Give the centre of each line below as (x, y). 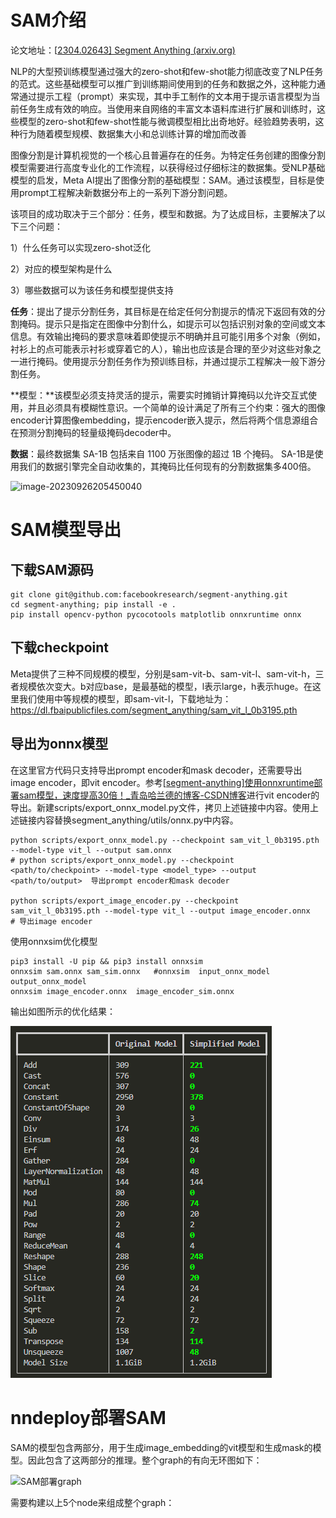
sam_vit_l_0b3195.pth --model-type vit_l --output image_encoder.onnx (160, 911)
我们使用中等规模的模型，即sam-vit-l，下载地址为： (125, 698)
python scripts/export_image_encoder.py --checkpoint (125, 901)
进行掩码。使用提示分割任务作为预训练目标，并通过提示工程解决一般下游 (167, 361)
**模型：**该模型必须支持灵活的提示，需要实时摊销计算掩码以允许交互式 (159, 395)
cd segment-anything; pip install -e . (93, 604)
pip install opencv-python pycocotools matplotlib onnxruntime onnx (156, 614)
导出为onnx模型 (59, 744)
